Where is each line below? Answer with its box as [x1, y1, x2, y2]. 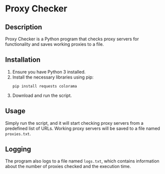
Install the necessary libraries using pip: [12, 74, 94, 80]
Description [5, 23, 42, 31]
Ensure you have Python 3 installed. [12, 69, 86, 75]
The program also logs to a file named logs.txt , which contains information [5, 158, 160, 164]
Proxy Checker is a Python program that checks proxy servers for [5, 36, 139, 42]
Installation [5, 56, 41, 64]
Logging [5, 145, 31, 154]
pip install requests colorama [12, 84, 77, 88]
